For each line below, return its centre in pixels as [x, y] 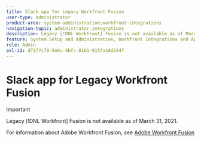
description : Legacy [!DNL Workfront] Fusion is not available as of [95, 34]
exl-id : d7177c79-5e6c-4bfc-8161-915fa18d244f [65, 51]
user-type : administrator [38, 17]
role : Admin [21, 45]
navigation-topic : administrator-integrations [65, 28]
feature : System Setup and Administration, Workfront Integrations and [97, 39]
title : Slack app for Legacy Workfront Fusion [65, 12]
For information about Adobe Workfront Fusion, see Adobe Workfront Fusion [100, 132]
